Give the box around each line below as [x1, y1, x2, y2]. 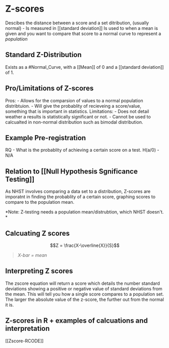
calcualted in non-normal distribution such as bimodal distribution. [5, 119, 143, 125]
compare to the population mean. [5, 199, 75, 205]
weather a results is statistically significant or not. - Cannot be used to [5, 113, 151, 119]
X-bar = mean [17, 252, 47, 258]
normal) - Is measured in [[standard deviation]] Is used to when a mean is [5, 25, 158, 31]
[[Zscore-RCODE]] [5, 337, 44, 344]
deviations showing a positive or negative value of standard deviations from [5, 285, 162, 291]
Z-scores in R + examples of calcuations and [5, 317, 148, 325]
